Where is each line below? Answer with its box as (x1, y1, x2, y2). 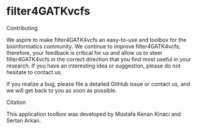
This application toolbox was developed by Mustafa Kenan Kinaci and (6, 110, 181, 117)
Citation (6, 99, 26, 106)
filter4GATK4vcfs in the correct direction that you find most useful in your (6, 55, 191, 63)
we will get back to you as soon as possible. (6, 86, 117, 94)
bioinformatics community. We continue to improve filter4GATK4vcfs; (6, 43, 181, 50)
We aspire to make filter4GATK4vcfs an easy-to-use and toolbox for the (6, 36, 187, 43)
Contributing (6, 24, 38, 32)
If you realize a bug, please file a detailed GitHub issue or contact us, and (6, 80, 190, 88)
